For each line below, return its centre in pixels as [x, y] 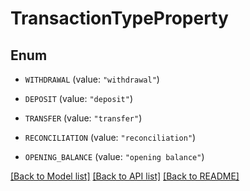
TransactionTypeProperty [119, 18]
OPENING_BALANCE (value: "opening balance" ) [114, 156]
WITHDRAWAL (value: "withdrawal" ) [92, 79]
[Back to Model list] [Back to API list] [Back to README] [125, 176]
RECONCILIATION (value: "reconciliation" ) [110, 137]
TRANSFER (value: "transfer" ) [83, 118]
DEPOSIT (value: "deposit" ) [78, 98]
